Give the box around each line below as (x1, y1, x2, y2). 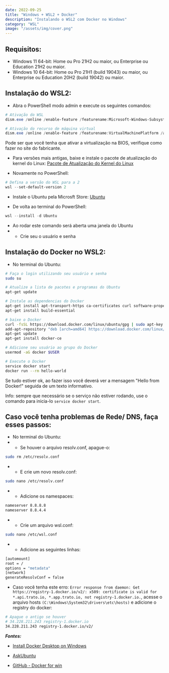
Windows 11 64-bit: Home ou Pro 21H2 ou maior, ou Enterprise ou (12, 58, 148, 64)
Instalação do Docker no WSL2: (5, 248, 106, 257)
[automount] (5, 556, 30, 561)
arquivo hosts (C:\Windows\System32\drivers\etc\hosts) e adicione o (12, 599, 157, 605)
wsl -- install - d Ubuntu (5, 213, 57, 218)
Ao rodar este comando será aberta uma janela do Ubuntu (12, 222, 133, 228)
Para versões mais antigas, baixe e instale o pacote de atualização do (12, 155, 157, 161)
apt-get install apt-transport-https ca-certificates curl (5, 304, 132, 309)
